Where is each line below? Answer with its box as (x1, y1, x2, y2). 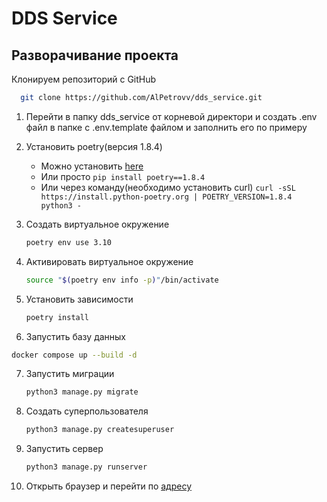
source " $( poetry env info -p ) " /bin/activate (25, 275, 219, 285)
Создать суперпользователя (25, 405, 149, 417)
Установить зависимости (25, 293, 134, 305)
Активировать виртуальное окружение (25, 255, 194, 267)
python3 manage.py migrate (25, 387, 139, 397)
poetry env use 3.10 (25, 237, 112, 247)
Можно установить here (40, 160, 144, 172)
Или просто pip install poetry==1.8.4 (40, 170, 206, 182)
